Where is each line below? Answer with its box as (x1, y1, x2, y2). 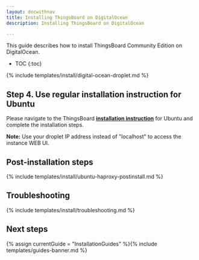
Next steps (6, 224, 48, 235)
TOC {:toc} (14, 60, 42, 67)
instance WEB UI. (6, 140, 49, 147)
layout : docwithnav (6, 8, 55, 15)
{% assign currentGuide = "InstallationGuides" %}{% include (6, 240, 158, 247)
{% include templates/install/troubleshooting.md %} (6, 206, 135, 213)
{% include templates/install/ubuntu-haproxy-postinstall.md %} (6, 173, 163, 180)
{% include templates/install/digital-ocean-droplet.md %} (6, 72, 149, 79)
